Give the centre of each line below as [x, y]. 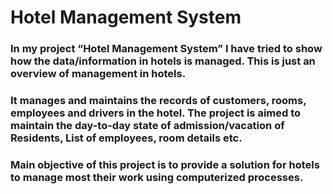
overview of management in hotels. [98, 74]
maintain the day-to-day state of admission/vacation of [147, 126]
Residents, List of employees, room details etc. [126, 138]
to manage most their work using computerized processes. [157, 177]
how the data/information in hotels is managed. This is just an [163, 61]
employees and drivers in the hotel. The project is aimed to [156, 113]
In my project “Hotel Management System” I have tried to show [166, 49]
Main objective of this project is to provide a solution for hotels [165, 164]
